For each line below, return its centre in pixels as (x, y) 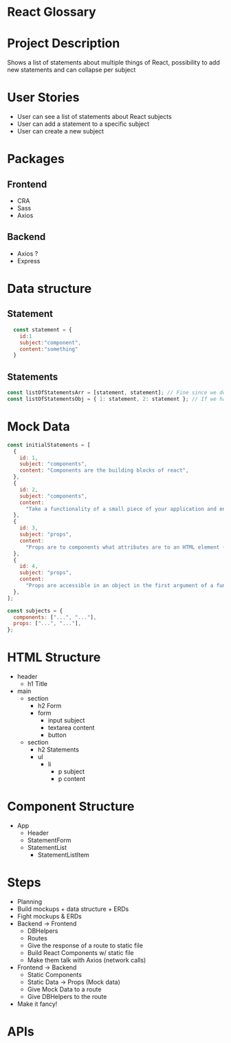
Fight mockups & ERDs (49, 916)
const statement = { (43, 330)
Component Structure (71, 807)
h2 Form (49, 706)
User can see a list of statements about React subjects (94, 117)
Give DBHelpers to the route (67, 996)
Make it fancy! (37, 1004)
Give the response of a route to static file (85, 945)
